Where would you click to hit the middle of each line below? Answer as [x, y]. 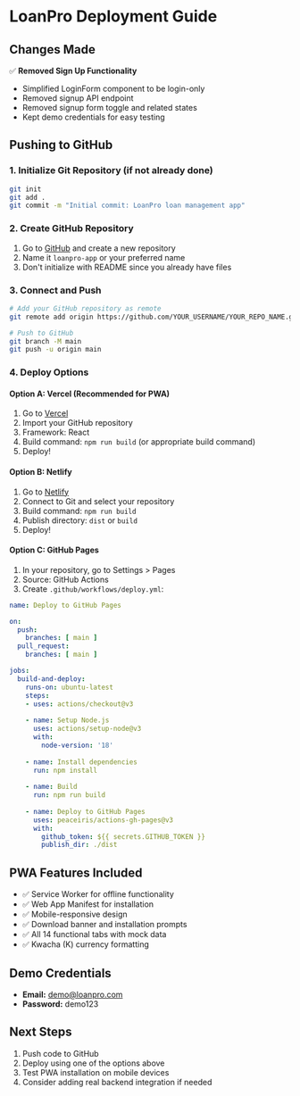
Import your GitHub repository [78, 423]
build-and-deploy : [52, 679]
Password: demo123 [60, 1004]
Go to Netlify [46, 492]
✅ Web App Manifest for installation [88, 904]
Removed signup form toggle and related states [110, 108]
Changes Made [52, 50]
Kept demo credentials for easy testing [93, 117]
